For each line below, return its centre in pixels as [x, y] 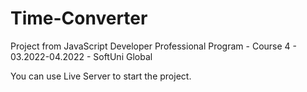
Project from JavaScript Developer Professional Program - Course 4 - [153, 46]
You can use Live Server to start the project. [101, 76]
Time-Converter [79, 18]
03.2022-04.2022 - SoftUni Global [81, 56]
